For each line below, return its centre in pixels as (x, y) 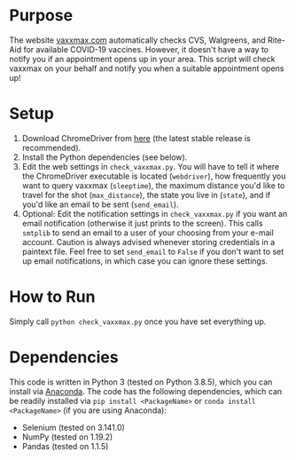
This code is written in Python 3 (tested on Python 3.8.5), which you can (141, 382)
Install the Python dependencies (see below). (105, 157)
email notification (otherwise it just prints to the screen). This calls (142, 223)
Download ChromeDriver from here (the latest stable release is (136, 138)
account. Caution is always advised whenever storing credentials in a (148, 242)
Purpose (41, 16)
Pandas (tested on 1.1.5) (65, 446)
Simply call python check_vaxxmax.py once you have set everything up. (138, 321)
